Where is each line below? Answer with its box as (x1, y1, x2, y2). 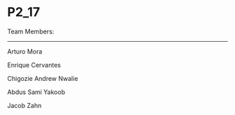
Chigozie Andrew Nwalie (7, 74, 78, 82)
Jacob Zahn (7, 101, 42, 109)
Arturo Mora (7, 47, 43, 56)
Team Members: (7, 27, 55, 36)
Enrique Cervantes (7, 61, 62, 69)
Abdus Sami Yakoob (7, 88, 65, 96)
